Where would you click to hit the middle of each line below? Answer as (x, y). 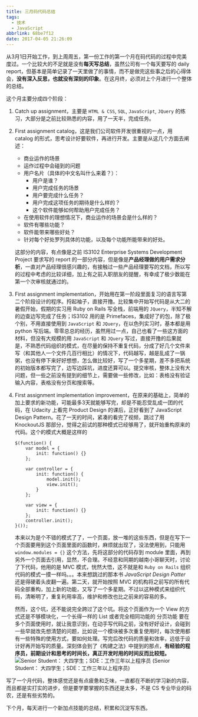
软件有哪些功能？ (44, 225)
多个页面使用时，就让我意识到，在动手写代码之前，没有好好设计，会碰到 (102, 624)
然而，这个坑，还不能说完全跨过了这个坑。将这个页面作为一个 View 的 (100, 609)
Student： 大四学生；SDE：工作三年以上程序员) (72, 668)
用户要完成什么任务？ (58, 195)
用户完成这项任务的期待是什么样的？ (76, 202)
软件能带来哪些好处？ (49, 232)
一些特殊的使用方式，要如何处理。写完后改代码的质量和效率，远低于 (103, 639)
